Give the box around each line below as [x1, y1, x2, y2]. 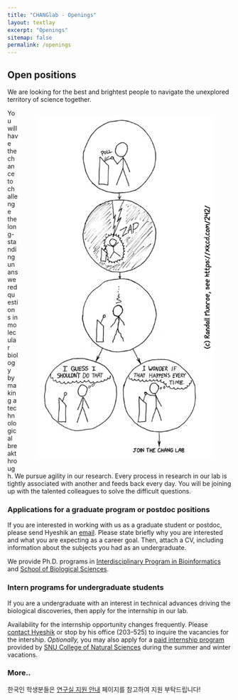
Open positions [7, 68, 77, 81]
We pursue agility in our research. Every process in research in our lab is [14, 472, 227, 480]
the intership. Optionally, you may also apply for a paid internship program [7, 635, 225, 644]
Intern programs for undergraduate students [7, 583, 164, 593]
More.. [7, 668, 31, 678]
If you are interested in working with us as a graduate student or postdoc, [7, 521, 222, 529]
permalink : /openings [7, 41, 72, 49]
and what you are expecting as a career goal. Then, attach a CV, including [7, 536, 224, 544]
